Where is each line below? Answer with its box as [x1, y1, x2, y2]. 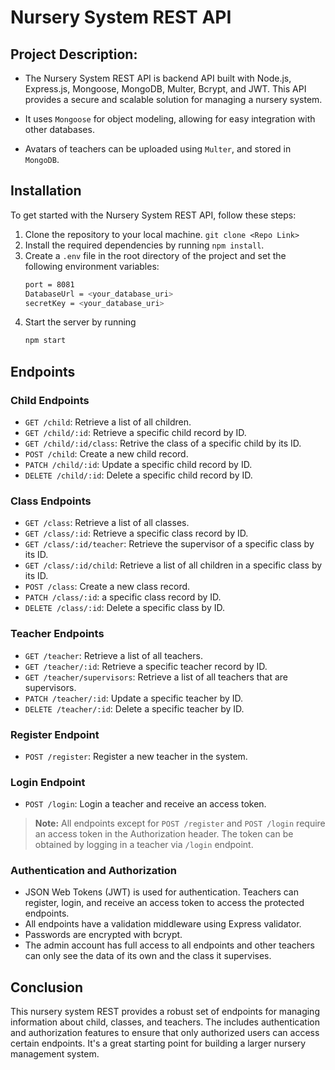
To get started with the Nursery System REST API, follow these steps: [10, 209, 297, 221]
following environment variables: [24, 260, 160, 272]
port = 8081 [24, 279, 75, 290]
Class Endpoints [10, 494, 92, 508]
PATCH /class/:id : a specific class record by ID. [24, 591, 222, 603]
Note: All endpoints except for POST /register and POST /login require [34, 817, 326, 830]
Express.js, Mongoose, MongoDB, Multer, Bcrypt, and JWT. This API [24, 83, 307, 95]
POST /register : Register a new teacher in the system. [24, 750, 248, 762]
